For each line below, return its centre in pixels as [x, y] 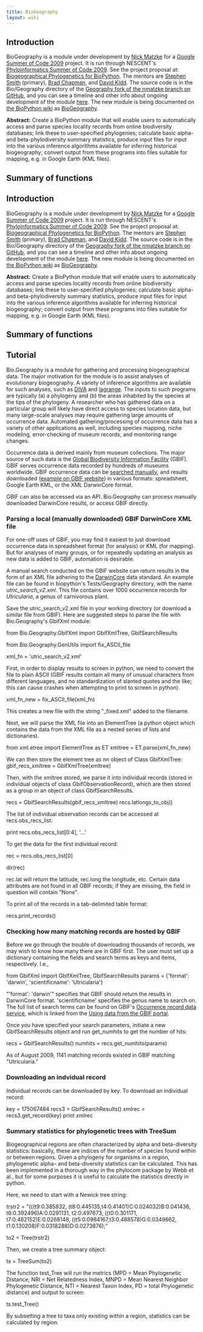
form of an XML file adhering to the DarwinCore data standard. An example [100, 577]
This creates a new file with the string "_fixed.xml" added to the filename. [98, 711]
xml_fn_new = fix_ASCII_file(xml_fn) [51, 700]
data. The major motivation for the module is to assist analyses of [88, 376]
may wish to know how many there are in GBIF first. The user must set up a [100, 951]
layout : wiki [23, 18]
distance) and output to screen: [45, 1292]
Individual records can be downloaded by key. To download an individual [97, 1090]
